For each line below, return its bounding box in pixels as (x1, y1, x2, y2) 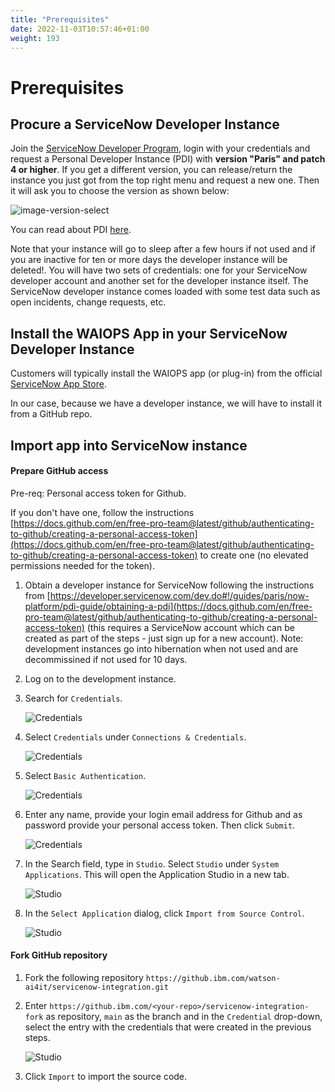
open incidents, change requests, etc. (10, 296, 167, 308)
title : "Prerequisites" (10, 14, 110, 25)
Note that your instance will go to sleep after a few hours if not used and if (10, 243, 317, 255)
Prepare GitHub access (10, 465, 109, 477)
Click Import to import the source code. (24, 1070, 188, 1082)
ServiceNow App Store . (10, 378, 107, 390)
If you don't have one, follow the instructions (10, 506, 195, 518)
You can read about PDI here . (10, 224, 132, 236)
